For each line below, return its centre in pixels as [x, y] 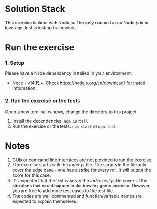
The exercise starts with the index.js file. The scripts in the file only [79, 164]
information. [24, 88]
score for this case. [31, 175]
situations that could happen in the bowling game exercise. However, [81, 186]
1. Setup [15, 63]
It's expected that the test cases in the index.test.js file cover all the [80, 180]
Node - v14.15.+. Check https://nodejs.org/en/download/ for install [78, 83]
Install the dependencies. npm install [50, 121]
